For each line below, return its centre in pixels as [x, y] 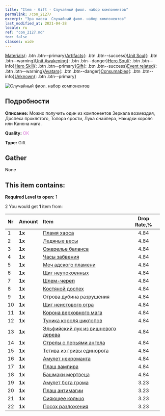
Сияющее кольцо [63, 399]
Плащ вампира [60, 367]
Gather [16, 158]
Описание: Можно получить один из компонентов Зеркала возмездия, [80, 113]
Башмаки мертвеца [66, 375]
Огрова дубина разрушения [76, 297]
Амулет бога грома [66, 383]
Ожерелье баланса [66, 249]
